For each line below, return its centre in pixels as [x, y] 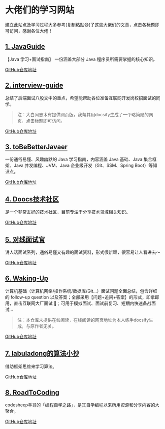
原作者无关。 [43, 326]
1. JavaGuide [25, 47]
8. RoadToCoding [32, 393]
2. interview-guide [34, 85]
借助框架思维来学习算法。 [31, 366]
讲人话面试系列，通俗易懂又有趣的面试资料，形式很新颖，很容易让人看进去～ [83, 252]
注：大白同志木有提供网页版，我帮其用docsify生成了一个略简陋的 [83, 114]
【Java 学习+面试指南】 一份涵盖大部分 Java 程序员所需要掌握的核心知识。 [81, 59]
